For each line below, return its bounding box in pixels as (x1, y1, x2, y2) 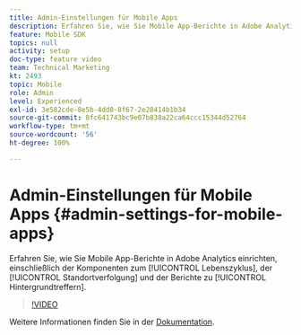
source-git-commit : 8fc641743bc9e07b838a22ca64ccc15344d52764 (9, 113, 246, 122)
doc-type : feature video (9, 55, 102, 64)
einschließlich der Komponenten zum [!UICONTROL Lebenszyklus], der (9, 262, 273, 273)
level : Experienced (9, 96, 82, 106)
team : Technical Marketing (9, 64, 110, 73)
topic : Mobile (9, 80, 63, 89)
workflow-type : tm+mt (9, 122, 90, 131)
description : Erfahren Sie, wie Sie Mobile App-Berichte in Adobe (9, 22, 262, 31)
